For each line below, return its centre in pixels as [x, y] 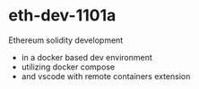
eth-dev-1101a [62, 16]
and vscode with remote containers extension [106, 76]
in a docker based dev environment [87, 57]
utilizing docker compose [68, 67]
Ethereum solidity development [66, 40]
